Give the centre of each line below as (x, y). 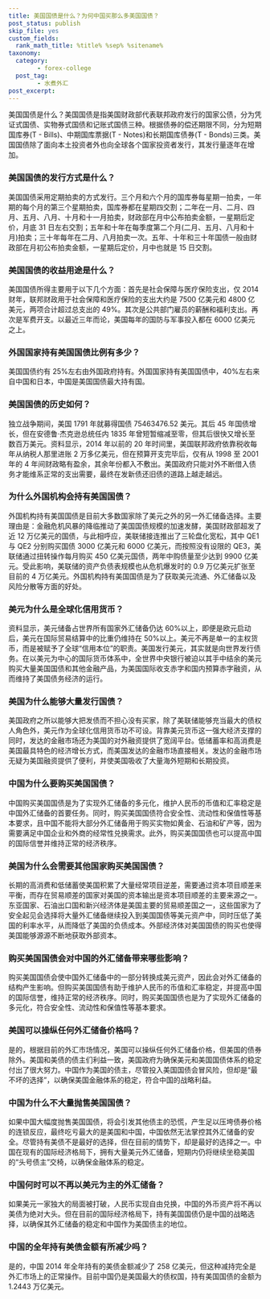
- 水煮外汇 (53, 83)
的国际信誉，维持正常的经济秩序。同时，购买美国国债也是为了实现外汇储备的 (135, 998)
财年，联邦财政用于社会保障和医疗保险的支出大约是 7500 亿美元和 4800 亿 (132, 299)
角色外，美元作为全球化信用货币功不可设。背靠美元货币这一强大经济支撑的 (138, 731)
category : (32, 61)
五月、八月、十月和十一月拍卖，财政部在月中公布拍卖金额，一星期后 (135, 217)
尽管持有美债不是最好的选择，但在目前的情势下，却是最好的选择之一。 (138, 1142)
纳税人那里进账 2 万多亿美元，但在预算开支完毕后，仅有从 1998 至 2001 (140, 454)
